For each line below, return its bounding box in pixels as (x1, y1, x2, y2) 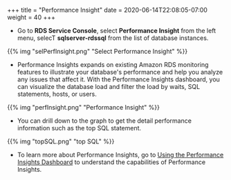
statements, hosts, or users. (17, 90, 97, 98)
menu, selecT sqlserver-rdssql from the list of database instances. (17, 34, 209, 42)
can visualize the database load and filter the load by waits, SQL (17, 83, 201, 90)
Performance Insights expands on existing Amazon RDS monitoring (17, 61, 209, 68)
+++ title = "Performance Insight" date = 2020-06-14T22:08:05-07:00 (7, 6, 207, 14)
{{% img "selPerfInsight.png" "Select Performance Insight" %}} (7, 48, 188, 55)
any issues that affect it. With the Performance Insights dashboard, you (17, 75, 220, 83)
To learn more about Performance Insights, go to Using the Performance (17, 151, 224, 159)
